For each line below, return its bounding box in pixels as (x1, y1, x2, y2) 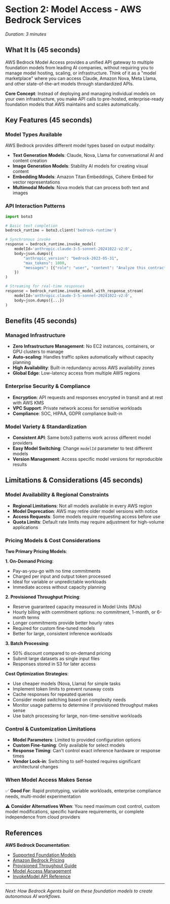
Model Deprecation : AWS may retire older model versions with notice (12, 508, 158, 514)
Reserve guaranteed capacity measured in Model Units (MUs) (12, 604, 142, 610)
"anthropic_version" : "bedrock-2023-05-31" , (23, 255, 119, 261)
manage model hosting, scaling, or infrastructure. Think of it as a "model (5, 70, 156, 76)
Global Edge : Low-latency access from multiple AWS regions (12, 370, 140, 376)
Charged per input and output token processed (12, 573, 111, 579)
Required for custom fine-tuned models (12, 625, 95, 631)
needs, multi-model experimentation (5, 793, 81, 800)
